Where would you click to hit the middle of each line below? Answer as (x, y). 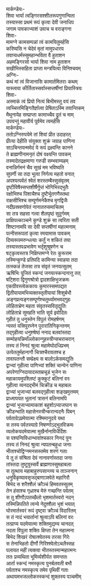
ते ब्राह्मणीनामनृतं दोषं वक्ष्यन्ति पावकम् (38, 154)
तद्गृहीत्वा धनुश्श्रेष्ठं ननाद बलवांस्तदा (38, 332)
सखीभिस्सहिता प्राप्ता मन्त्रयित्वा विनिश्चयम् (43, 68)
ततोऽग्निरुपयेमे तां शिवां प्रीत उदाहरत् (38, 134)
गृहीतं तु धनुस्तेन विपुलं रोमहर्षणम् (35, 319)
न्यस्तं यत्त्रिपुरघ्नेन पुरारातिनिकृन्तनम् (38, 326)
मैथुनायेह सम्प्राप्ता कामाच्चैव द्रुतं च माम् (40, 115)
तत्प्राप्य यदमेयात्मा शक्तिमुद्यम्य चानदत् (40, 524)
